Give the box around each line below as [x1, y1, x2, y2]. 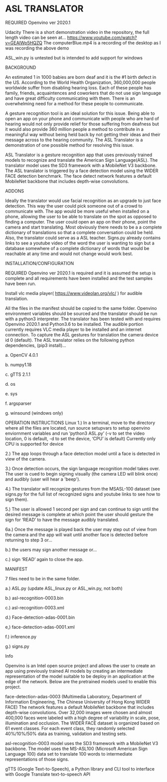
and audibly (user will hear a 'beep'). [5, 476, 81, 482]
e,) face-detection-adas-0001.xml [5, 624, 75, 630]
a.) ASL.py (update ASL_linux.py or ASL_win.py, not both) [5, 585, 123, 591]
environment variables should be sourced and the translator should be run [5, 310, 158, 316]
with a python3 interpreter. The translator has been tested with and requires [5, 315, 161, 322]
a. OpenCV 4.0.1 [5, 352, 38, 358]
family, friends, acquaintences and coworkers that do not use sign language [5, 90, 161, 96]
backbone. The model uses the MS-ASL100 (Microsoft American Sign [5, 746, 148, 752]
